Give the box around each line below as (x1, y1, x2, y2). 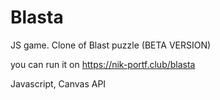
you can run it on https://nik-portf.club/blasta (10, 58, 196, 70)
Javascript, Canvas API (10, 77, 107, 90)
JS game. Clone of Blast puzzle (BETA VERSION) (10, 39, 212, 51)
